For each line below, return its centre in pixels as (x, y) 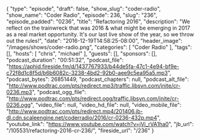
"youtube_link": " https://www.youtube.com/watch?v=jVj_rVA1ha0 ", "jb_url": (100, 124)
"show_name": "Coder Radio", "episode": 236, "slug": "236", (82, 15)
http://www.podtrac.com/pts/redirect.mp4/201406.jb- (76, 111)
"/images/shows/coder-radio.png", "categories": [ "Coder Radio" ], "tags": (99, 47)
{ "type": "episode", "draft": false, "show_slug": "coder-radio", (84, 9)
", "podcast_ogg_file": (59, 92)
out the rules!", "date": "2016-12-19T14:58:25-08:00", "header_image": (95, 41)
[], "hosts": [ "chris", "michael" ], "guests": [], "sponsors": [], (82, 53)
